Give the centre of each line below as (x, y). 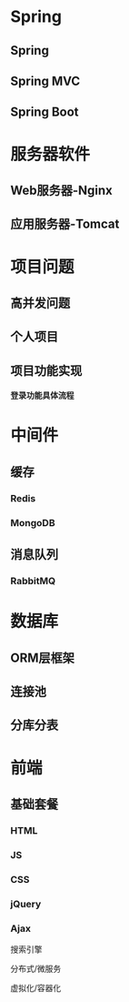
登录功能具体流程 (42, 395)
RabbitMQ (33, 582)
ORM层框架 (43, 658)
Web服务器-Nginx (61, 190)
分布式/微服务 (36, 968)
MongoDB (33, 522)
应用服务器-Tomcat (65, 224)
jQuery (26, 904)
